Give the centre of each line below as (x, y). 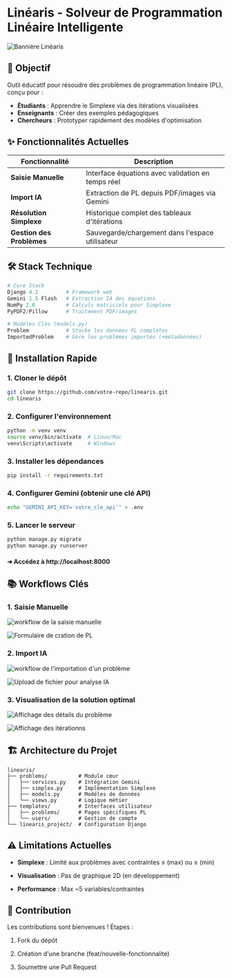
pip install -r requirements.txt (55, 476)
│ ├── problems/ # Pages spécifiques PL (77, 812)
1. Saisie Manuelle (38, 607)
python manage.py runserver (48, 546)
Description (154, 162)
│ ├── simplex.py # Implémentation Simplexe (81, 788)
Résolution (29, 213)
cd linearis (24, 398)
